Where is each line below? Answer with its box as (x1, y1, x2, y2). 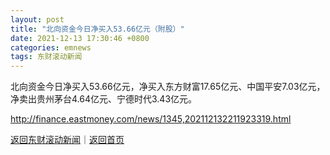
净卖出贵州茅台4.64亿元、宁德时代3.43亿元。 (10, 93, 198, 105)
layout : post (10, 14, 65, 25)
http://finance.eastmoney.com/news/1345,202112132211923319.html (10, 113, 292, 125)
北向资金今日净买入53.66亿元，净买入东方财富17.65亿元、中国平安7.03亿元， (10, 81, 326, 93)
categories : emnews (10, 42, 92, 53)
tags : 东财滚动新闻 (10, 52, 83, 62)
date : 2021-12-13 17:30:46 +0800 (10, 33, 150, 43)
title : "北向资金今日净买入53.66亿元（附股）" (10, 24, 185, 34)
